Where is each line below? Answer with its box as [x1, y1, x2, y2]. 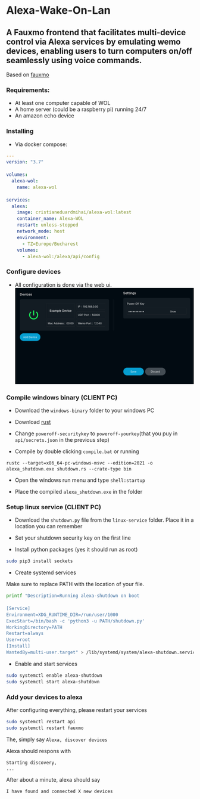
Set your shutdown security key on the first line [14, 534, 131, 541]
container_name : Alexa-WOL [17, 216, 84, 222]
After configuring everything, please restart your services [6, 706, 148, 713]
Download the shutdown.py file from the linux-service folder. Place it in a [14, 516, 194, 524]
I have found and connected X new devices [6, 788, 113, 794]
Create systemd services [14, 569, 76, 576]
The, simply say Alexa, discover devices [6, 736, 108, 743]
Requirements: [6, 86, 50, 94]
